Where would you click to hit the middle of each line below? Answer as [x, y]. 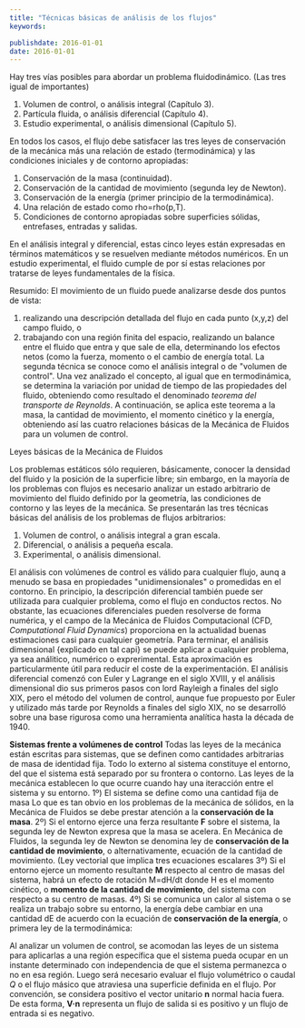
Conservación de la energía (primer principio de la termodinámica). [148, 197]
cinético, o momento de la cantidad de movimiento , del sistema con [138, 890]
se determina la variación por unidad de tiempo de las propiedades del [155, 386]
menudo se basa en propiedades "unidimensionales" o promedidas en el [145, 582]
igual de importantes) [49, 86]
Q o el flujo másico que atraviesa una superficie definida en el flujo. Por [143, 984]
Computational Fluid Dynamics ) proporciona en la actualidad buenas [138, 630]
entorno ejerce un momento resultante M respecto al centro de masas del [147, 871]
